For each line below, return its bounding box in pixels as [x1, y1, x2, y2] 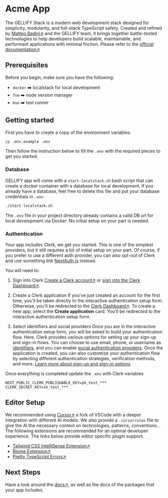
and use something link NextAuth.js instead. [5, 258, 97, 264]
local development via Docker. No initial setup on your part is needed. [5, 217, 149, 224]
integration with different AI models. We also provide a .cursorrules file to [5, 417, 159, 423]
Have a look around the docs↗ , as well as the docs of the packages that [5, 481, 154, 487]
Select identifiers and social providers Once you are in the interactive [12, 323, 156, 329]
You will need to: [5, 267, 40, 273]
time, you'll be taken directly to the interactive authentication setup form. [12, 297, 163, 303]
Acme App [5, 3, 50, 15]
